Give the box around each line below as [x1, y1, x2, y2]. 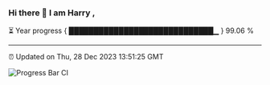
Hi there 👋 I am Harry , [8, 7, 96, 18]
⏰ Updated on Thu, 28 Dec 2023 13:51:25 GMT [8, 52, 164, 62]
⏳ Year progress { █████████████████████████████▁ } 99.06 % [8, 26, 255, 35]
